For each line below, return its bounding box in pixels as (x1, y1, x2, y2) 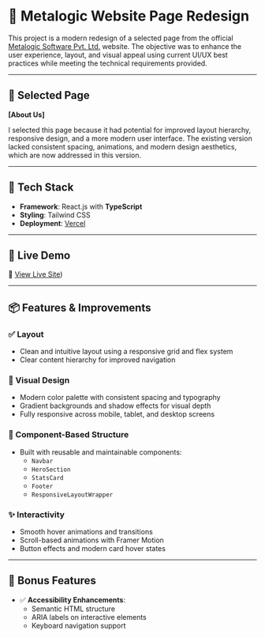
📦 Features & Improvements (8, 300, 151, 315)
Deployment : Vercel (19, 218, 86, 228)
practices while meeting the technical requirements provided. (8, 59, 207, 68)
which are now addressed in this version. (8, 150, 142, 160)
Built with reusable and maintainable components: (19, 447, 182, 457)
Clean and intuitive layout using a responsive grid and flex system (19, 347, 233, 357)
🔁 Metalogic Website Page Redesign (8, 7, 250, 25)
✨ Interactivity (8, 509, 65, 520)
